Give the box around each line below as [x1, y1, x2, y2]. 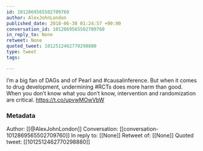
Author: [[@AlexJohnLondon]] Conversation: [6, 125, 119, 132]
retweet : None [6, 37, 43, 43]
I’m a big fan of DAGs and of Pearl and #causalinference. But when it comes [6, 76, 197, 84]
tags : [6, 54, 20, 61]
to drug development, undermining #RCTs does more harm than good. [6, 83, 183, 90]
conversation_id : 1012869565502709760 [6, 26, 105, 32]
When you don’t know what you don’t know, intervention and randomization [6, 89, 196, 97]
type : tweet [6, 49, 37, 55]
